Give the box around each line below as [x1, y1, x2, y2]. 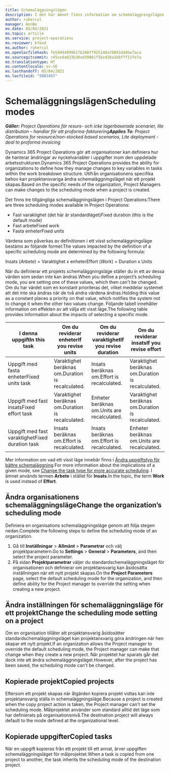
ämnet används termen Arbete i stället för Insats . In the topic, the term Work [5, 473, 164, 479]
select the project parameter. [12, 554, 73, 560]
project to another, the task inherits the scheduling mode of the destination [5, 757, 161, 763]
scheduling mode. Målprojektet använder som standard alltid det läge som [5, 707, 160, 713]
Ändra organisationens [5, 493, 79, 501]
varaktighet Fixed [8, 434, 48, 441]
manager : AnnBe [5, 21, 37, 27]
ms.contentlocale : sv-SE [5, 64, 58, 69]
